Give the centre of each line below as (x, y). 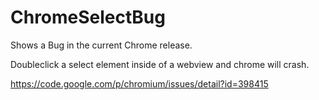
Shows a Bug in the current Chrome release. (101, 45)
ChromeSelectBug (88, 17)
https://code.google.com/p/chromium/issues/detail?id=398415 (139, 83)
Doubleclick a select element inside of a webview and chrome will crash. (160, 64)
